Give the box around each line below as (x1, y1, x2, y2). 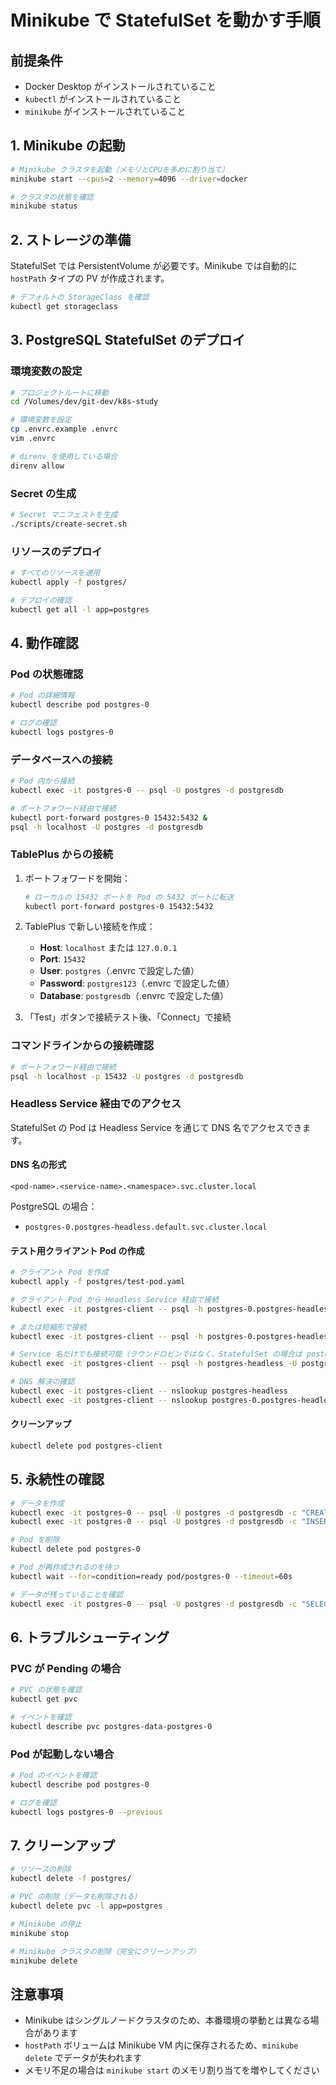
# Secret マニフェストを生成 (10, 509, 118, 520)
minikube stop (10, 1928, 70, 1938)
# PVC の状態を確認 (10, 1685, 83, 1695)
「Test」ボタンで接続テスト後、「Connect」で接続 (24, 1011, 232, 1023)
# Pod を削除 (10, 1535, 60, 1545)
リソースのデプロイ (10, 544, 103, 558)
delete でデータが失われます (24, 2052, 142, 2064)
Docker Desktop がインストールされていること (24, 81, 217, 92)
